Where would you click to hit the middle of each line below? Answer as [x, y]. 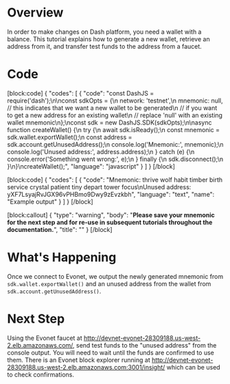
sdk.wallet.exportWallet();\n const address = [70, 137]
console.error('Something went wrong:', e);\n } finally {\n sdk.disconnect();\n [115, 159]
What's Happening [62, 258]
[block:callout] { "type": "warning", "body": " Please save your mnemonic [111, 215]
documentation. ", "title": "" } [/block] [60, 229]
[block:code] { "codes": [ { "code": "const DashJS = [81, 93]
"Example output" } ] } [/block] [50, 202]
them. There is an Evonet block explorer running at [79, 360]
